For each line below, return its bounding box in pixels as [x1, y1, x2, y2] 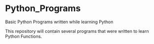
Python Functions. [5, 33, 42, 39]
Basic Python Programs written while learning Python [5, 19, 114, 25]
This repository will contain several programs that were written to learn [5, 28, 149, 34]
